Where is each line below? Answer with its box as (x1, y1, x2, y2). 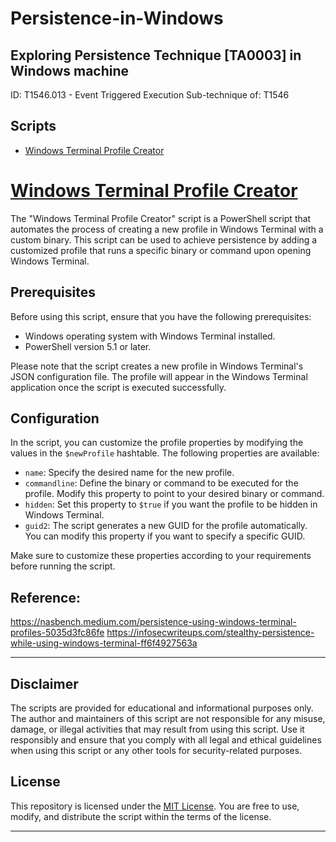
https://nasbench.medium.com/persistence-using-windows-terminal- (10, 616, 297, 628)
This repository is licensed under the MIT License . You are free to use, (10, 800, 300, 812)
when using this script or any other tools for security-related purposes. (10, 745, 303, 756)
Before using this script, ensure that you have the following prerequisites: (10, 310, 312, 322)
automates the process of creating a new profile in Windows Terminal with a (10, 223, 324, 235)
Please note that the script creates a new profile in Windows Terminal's (10, 360, 304, 372)
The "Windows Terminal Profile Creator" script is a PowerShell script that (10, 212, 312, 224)
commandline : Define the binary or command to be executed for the (24, 477, 299, 489)
